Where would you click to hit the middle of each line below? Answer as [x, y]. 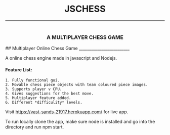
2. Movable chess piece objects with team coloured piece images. [77, 85]
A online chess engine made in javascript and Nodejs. [61, 58]
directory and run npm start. [35, 127]
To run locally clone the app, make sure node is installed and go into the [80, 122]
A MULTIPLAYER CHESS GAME [85, 37]
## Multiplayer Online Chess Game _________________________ [68, 49]
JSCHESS [85, 9]
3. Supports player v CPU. [34, 89]
